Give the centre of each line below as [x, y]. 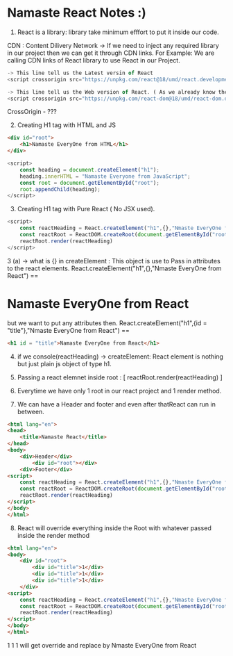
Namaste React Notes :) [77, 13]
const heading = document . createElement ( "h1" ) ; [89, 170]
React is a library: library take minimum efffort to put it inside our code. [118, 32]
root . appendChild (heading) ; [60, 189]
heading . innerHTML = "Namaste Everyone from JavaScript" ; [105, 176]
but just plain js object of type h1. [64, 363]
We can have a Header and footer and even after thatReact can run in [116, 404]
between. [31, 411]
